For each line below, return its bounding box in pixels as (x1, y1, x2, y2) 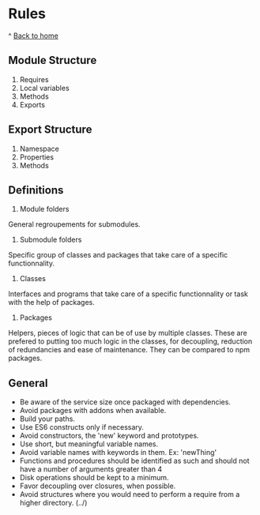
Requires (19, 74, 49, 84)
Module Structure (8, 54, 97, 67)
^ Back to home (8, 31, 59, 40)
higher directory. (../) (19, 498, 88, 508)
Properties (19, 152, 54, 162)
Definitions (8, 183, 64, 197)
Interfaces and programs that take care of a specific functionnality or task (8, 289, 249, 299)
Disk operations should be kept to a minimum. (19, 473, 169, 483)
